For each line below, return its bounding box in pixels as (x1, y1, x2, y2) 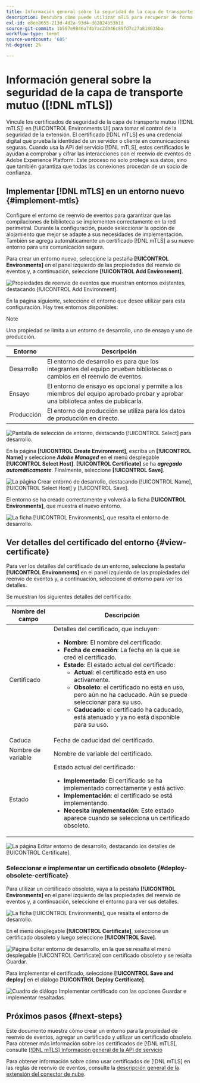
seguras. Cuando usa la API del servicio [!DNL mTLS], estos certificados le (6, 143, 189, 151)
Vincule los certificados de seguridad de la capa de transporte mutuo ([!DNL (6, 118, 194, 126)
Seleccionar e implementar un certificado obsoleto (6, 864, 157, 873)
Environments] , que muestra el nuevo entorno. (6, 502, 122, 509)
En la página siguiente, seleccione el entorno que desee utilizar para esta (6, 297, 186, 304)
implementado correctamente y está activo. (63, 784, 186, 793)
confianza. (6, 169, 32, 176)
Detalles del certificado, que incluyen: (53, 625, 160, 634)
